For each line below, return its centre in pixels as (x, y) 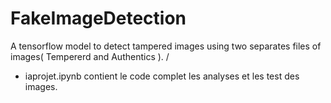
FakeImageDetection (98, 18)
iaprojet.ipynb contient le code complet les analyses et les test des (162, 76)
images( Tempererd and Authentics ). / (90, 56)
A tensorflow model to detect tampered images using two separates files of (166, 46)
